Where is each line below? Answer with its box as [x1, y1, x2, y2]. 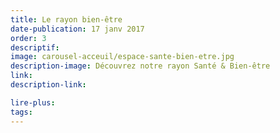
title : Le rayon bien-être [10, 14, 123, 25]
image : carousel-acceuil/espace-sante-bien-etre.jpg [10, 52, 235, 62]
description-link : [10, 80, 87, 90]
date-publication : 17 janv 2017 [10, 24, 145, 34]
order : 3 [10, 33, 47, 43]
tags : [10, 107, 33, 117]
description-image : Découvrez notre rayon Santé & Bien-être [10, 61, 271, 71]
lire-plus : [10, 97, 56, 108]
